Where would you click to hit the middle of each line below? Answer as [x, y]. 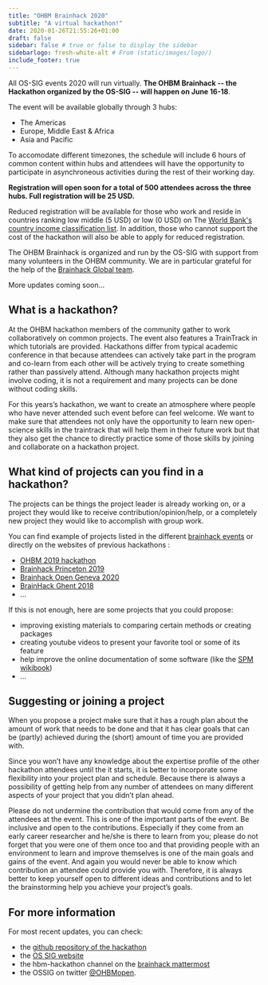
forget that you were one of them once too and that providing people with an [134, 845]
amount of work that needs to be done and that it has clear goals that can [129, 729]
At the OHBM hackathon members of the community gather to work [120, 329]
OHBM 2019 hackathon [58, 560]
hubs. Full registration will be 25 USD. [72, 196]
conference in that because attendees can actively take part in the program [132, 355]
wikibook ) [36, 668]
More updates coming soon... [57, 285]
